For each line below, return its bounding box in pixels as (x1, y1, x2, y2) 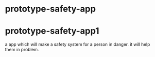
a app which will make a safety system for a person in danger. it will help (5, 42, 150, 47)
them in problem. (5, 47, 39, 53)
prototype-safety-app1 (5, 26, 100, 37)
